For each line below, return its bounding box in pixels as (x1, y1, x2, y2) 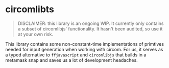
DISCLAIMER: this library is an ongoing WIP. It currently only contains (17, 20, 164, 26)
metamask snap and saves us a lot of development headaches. (5, 57, 138, 63)
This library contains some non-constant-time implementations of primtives (5, 41, 164, 47)
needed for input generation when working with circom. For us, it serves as (5, 46, 163, 52)
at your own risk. (17, 31, 54, 37)
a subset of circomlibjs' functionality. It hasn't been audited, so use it (17, 25, 163, 31)
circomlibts (5, 4, 55, 15)
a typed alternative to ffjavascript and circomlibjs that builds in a (5, 52, 147, 58)
